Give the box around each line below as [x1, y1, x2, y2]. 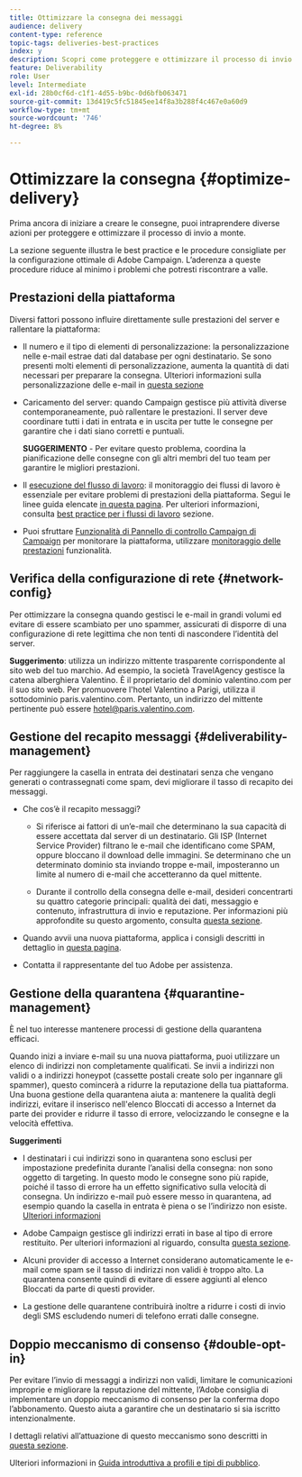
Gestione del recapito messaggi [9, 729, 192, 744]
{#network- [217, 571, 284, 587]
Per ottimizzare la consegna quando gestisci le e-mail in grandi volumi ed [9, 609, 282, 620]
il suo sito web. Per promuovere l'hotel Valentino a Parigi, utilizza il [9, 684, 255, 695]
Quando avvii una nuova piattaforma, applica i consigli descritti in [22, 933, 266, 944]
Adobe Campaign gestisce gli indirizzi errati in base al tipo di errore [22, 1227, 273, 1239]
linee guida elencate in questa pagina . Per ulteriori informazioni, [22, 498, 260, 509]
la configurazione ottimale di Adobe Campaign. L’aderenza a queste [9, 254, 261, 265]
